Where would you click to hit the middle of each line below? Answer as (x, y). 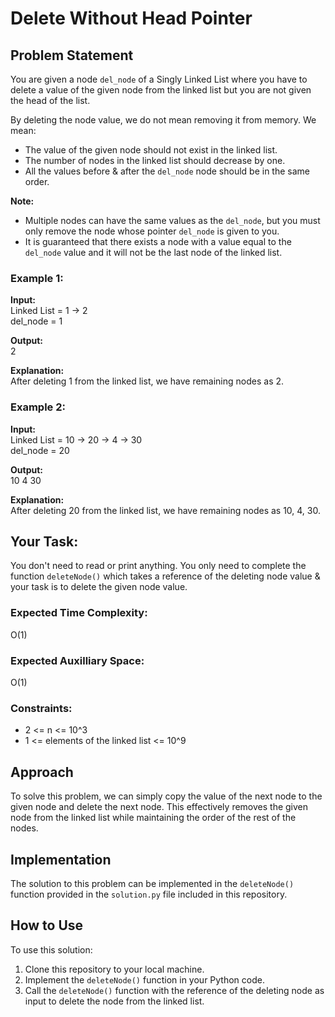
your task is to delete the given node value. (99, 587)
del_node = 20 (40, 450)
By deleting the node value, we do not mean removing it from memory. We (163, 120)
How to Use (47, 925)
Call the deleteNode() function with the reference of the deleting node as (174, 990)
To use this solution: (51, 949)
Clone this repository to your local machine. (114, 969)
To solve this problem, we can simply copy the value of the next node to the (166, 796)
